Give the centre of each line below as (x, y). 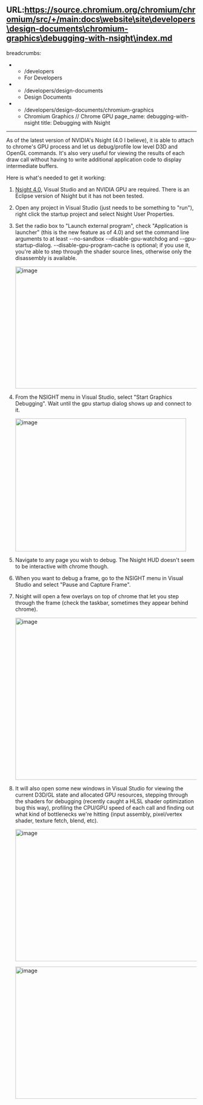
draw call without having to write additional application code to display (94, 159)
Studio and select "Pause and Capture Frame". (73, 584)
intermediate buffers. (32, 165)
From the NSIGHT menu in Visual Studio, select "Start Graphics (93, 397)
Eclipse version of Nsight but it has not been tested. (79, 196)
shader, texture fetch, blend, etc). (56, 820)
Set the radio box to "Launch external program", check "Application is (101, 225)
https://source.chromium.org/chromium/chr (110, 10)
